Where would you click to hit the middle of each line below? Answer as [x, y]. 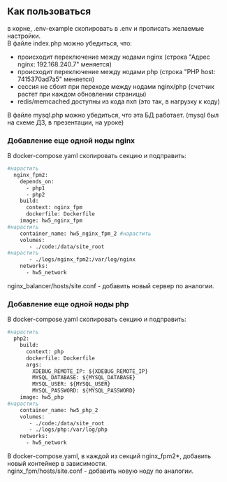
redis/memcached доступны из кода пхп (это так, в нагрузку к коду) [118, 101]
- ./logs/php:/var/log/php [68, 430]
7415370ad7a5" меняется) [56, 79]
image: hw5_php [42, 397]
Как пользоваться [49, 12]
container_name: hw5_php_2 [59, 410]
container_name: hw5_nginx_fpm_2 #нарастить [86, 234]
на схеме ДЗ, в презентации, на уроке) [66, 122]
